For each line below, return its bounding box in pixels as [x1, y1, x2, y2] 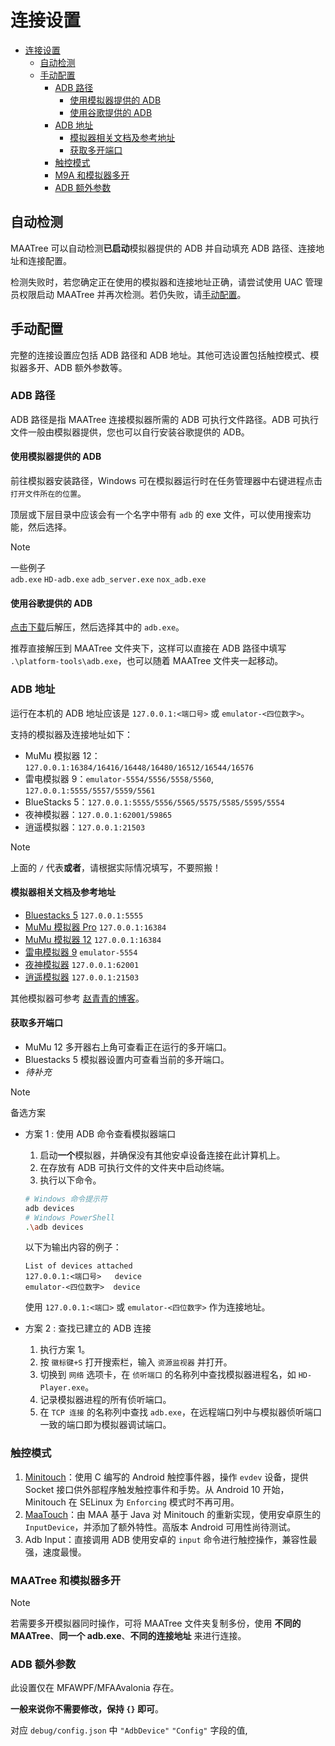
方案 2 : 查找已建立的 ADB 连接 [24, 1322, 152, 1335]
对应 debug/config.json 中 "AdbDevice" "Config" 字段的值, [10, 1724, 248, 1736]
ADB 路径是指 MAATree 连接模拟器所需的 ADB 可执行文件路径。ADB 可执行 [10, 413, 319, 425]
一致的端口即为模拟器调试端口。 [39, 1419, 172, 1431]
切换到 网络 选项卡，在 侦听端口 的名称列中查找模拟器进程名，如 [39, 1369, 297, 1381]
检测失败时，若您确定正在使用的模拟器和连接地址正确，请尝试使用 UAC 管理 [10, 276, 323, 288]
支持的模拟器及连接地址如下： [10, 728, 133, 740]
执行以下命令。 [39, 1174, 102, 1186]
